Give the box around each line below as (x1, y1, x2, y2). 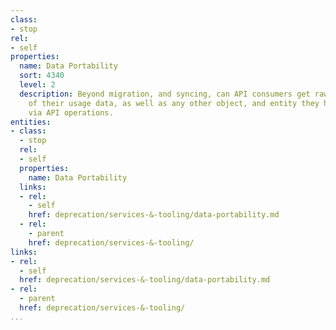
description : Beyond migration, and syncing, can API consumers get (19, 89, 311, 99)
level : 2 (19, 80, 56, 90)
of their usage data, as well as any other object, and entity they (28, 98, 320, 108)
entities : (10, 117, 52, 127)
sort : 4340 (19, 71, 65, 81)
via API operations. (28, 107, 114, 118)
